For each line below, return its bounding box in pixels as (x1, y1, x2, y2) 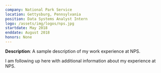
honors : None (5, 35, 32, 40)
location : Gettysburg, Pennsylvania (5, 12, 81, 17)
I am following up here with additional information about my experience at (5, 58, 156, 64)
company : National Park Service (5, 7, 72, 12)
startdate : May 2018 (5, 26, 48, 31)
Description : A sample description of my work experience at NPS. (5, 48, 141, 54)
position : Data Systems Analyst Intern (5, 16, 88, 21)
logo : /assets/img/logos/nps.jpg (5, 21, 75, 26)
